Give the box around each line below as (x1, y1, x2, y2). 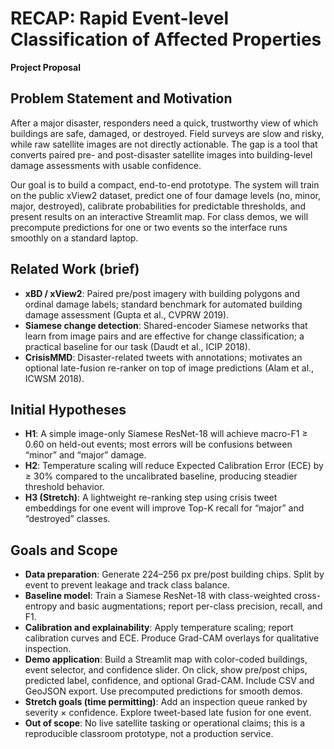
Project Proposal (10, 61, 82, 73)
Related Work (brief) (10, 261, 140, 278)
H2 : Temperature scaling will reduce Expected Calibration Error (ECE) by (24, 460, 324, 472)
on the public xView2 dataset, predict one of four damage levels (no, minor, (10, 189, 321, 201)
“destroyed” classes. (24, 513, 111, 525)
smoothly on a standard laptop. (10, 232, 139, 244)
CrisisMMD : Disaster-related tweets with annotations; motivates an (24, 351, 303, 363)
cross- (293, 590, 322, 602)
